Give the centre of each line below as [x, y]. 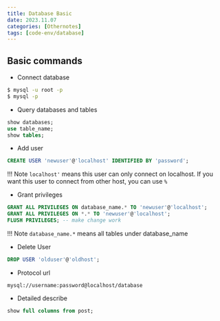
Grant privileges [40, 195]
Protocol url [33, 273]
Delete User [34, 246]
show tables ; [26, 135]
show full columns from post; [51, 311]
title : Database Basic [40, 13]
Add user [30, 148]
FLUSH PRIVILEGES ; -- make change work [64, 221]
